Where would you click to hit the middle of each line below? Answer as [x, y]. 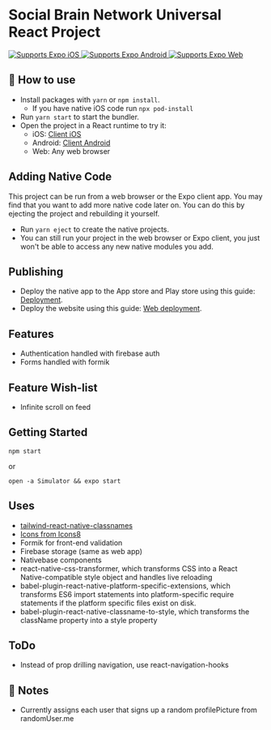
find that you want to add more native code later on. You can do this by [127, 205]
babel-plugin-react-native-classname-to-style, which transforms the [135, 611]
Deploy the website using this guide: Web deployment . [111, 309]
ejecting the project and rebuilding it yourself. [84, 213]
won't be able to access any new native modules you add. [117, 246]
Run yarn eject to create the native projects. [95, 229]
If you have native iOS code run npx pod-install [113, 108]
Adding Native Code [60, 177]
